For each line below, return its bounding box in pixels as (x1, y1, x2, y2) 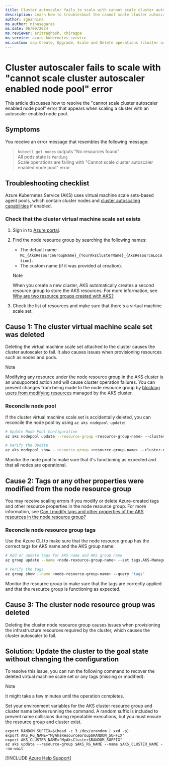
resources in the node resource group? (5, 514, 87, 520)
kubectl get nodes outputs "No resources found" (17, 148, 120, 154)
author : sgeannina (5, 17, 44, 22)
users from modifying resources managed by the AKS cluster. (5, 390, 133, 396)
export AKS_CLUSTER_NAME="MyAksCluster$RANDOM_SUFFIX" (5, 737, 123, 743)
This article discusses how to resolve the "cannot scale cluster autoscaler (5, 100, 158, 106)
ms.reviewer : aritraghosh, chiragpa (5, 31, 82, 36)
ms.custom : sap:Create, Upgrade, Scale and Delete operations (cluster (5, 40, 158, 45)
